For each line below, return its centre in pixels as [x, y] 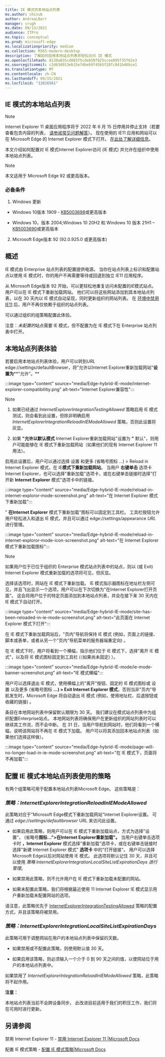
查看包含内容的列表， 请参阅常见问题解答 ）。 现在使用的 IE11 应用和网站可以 [81, 133]
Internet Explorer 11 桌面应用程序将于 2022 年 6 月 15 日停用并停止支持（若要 [82, 127]
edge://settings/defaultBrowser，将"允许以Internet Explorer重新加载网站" [79, 367]
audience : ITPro [22, 33]
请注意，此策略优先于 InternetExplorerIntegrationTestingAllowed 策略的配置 [81, 906]
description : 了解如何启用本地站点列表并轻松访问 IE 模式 [58, 56]
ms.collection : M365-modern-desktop [42, 51]
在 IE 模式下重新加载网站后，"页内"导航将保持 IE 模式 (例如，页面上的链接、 [82, 634]
